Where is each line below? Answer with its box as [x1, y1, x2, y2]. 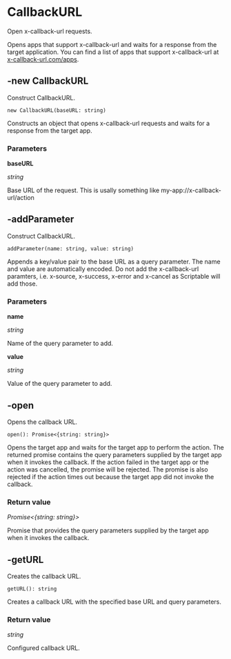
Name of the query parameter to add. [7, 340, 114, 348]
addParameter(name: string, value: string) [7, 245, 134, 252]
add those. [7, 279, 38, 288]
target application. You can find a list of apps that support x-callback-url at [7, 48, 219, 56]
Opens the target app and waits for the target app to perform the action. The [7, 443, 224, 452]
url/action [7, 194, 34, 202]
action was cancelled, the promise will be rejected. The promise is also [7, 465, 208, 474]
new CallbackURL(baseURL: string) [7, 106, 107, 114]
